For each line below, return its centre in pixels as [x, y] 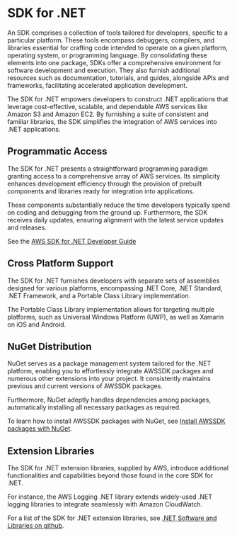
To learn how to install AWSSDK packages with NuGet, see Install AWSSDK [116, 421]
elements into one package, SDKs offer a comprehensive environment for [114, 62]
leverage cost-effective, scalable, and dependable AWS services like [108, 106]
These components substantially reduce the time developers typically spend [119, 205]
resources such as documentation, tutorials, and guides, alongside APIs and [118, 78]
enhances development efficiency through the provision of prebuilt [105, 183]
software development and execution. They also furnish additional [104, 70]
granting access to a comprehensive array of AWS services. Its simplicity [114, 176]
